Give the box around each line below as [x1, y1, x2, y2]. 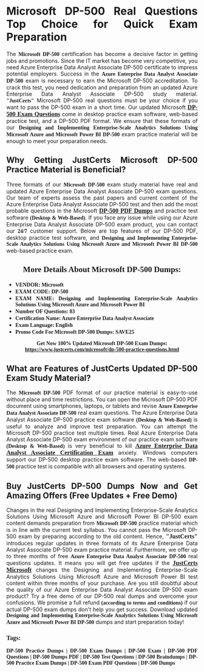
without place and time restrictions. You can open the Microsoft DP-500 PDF [6, 396, 198, 403]
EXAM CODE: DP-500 [15, 288, 69, 295]
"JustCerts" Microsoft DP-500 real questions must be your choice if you [6, 96, 198, 104]
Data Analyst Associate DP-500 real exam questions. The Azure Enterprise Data [6, 409, 198, 416]
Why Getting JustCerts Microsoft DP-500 [6, 155, 198, 166]
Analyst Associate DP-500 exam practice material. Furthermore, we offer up [6, 546, 198, 553]
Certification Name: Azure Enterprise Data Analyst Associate [15, 315, 155, 321]
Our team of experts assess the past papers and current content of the [6, 194, 198, 201]
